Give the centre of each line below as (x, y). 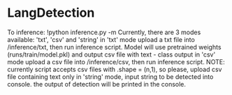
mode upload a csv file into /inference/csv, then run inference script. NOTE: (116, 61)
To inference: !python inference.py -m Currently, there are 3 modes (104, 32)
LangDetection (51, 13)
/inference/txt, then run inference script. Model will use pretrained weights (114, 47)
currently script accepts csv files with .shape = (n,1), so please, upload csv (115, 69)
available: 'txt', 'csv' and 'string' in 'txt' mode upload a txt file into (101, 39)
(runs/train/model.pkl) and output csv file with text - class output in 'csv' (111, 54)
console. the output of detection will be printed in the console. (97, 84)
